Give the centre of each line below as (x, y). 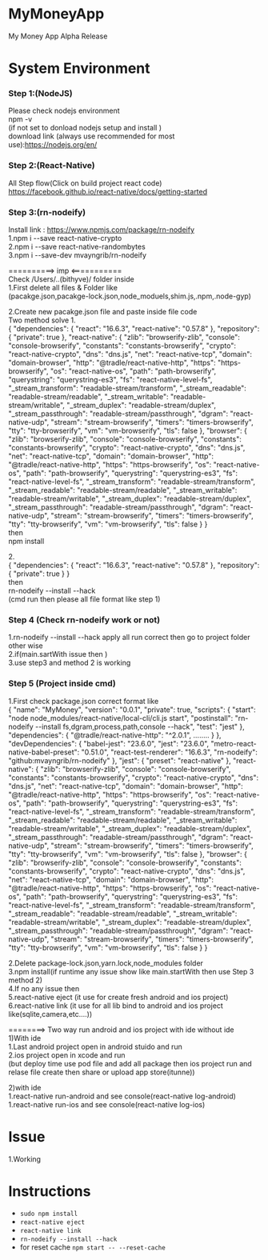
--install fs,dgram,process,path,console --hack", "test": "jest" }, (140, 726)
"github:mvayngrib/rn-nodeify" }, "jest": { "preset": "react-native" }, (120, 760)
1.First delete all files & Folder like (63, 288)
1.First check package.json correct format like (84, 701)
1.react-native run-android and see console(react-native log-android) (122, 1096)
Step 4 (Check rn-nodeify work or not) (84, 619)
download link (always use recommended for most (92, 136)
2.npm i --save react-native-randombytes (77, 247)
